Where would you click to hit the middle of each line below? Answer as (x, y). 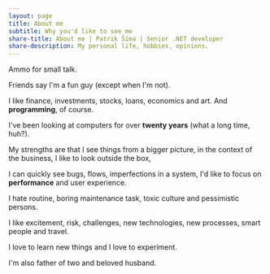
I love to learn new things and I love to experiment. (93, 247)
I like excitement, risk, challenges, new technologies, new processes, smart (135, 223)
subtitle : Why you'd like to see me (70, 31)
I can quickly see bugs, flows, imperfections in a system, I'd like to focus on (135, 174)
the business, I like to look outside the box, (80, 159)
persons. (23, 207)
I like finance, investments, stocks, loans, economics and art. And (118, 101)
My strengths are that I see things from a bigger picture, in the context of (131, 150)
